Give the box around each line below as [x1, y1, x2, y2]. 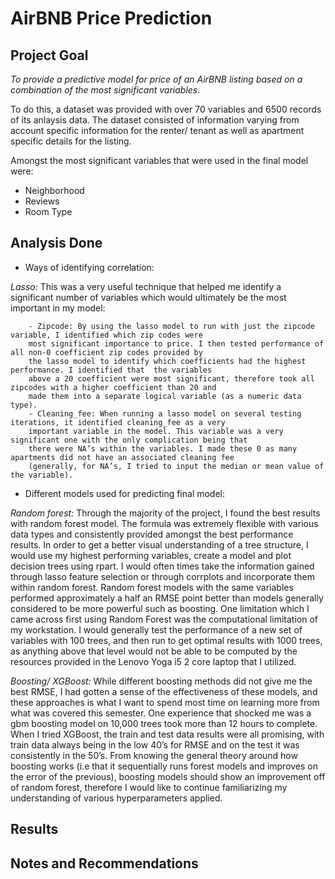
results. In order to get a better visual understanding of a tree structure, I [10, 538, 309, 551]
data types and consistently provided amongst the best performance [10, 528, 294, 540]
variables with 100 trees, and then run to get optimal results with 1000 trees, [10, 634, 323, 646]
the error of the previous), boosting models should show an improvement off [10, 770, 326, 782]
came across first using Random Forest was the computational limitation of [10, 613, 318, 625]
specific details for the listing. [10, 135, 132, 147]
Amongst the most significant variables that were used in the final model [10, 155, 309, 166]
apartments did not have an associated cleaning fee [10, 452, 235, 462]
